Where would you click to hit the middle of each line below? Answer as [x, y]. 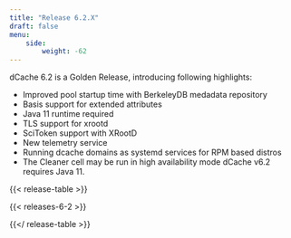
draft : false [34, 26]
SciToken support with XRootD [80, 133]
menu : [19, 34]
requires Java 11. [53, 172]
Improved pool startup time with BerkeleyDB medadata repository [145, 95]
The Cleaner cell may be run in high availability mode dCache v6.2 [146, 162]
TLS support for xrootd [65, 124]
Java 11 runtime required [68, 114]
